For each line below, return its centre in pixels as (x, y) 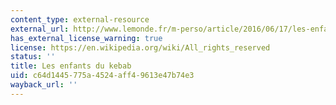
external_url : (40, 29)
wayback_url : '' (44, 85)
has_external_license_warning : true (86, 38)
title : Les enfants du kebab (71, 66)
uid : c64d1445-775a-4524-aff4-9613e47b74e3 (102, 76)
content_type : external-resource (80, 19)
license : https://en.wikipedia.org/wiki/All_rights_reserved (140, 47)
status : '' (33, 57)
